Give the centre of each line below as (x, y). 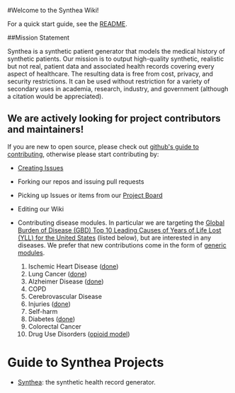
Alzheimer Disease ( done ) (66, 281)
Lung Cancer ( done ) (57, 274)
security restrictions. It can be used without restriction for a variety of (109, 81)
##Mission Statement (38, 37)
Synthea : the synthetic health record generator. (86, 382)
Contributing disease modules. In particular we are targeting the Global (121, 223)
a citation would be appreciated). (56, 96)
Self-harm (43, 311)
